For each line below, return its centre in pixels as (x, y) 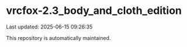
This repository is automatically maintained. (58, 38)
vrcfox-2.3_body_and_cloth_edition (94, 11)
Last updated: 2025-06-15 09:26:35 (49, 27)
